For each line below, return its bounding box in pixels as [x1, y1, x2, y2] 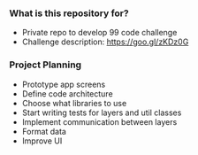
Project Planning [9, 58, 82, 71]
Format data [21, 126, 66, 136]
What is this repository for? [9, 7, 130, 19]
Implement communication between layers [21, 116, 178, 127]
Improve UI [21, 136, 63, 146]
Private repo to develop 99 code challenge [21, 27, 178, 38]
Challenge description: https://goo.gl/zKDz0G [21, 36, 189, 47]
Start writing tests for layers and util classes [21, 107, 182, 118]
